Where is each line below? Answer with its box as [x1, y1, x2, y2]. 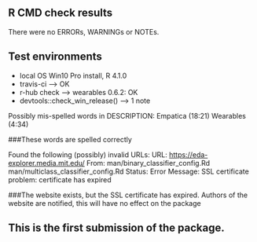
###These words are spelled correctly [8, 134, 132, 144]
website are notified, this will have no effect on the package [8, 198, 202, 207]
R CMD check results [8, 6, 113, 20]
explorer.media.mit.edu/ [8, 158, 85, 167]
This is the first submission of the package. [8, 222, 226, 235]
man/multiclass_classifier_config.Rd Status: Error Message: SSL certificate [8, 167, 249, 176]
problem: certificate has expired [8, 174, 112, 184]
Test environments [8, 50, 102, 64]
